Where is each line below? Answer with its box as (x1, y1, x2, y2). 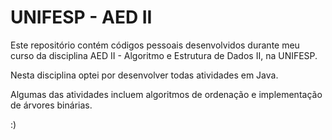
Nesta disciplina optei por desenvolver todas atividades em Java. (10, 69, 279, 81)
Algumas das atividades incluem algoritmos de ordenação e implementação (10, 88, 323, 100)
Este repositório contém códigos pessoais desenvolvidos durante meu (10, 39, 300, 51)
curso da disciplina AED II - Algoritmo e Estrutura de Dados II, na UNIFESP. (10, 49, 318, 61)
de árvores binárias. (10, 99, 93, 111)
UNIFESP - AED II (10, 6, 153, 29)
